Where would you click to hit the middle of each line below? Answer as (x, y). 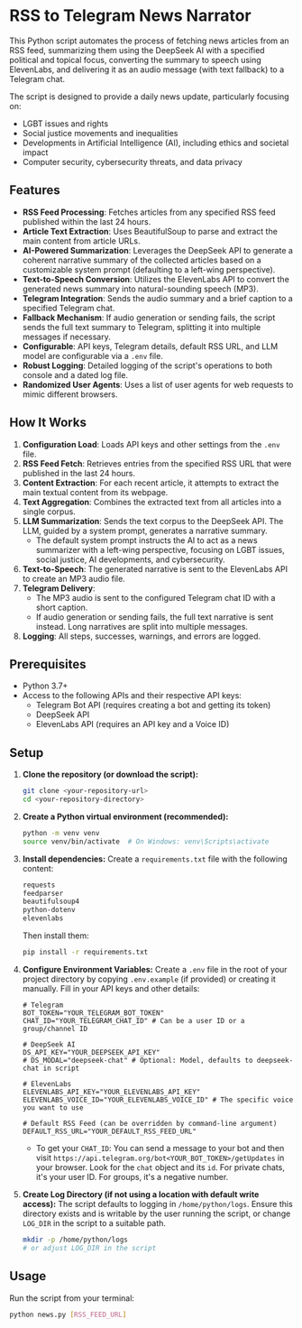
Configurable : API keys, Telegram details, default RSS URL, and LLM (150, 346)
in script (61, 1068)
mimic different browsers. (70, 394)
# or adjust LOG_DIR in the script (89, 1248)
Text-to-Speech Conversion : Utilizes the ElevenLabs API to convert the (156, 279)
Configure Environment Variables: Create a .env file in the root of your (155, 969)
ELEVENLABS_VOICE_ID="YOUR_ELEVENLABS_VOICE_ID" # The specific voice (158, 1100)
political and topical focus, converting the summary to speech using (135, 60)
